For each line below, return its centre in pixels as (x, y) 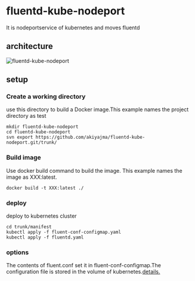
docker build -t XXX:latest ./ (45, 188)
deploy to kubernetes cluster (41, 216)
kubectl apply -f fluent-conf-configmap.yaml (64, 232)
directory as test (26, 116)
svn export (20, 138)
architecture (30, 46)
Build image (24, 158)
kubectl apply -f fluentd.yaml (45, 237)
